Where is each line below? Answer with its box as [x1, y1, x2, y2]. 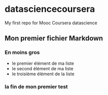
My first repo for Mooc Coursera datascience [4, 20, 98, 26]
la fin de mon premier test [4, 83, 68, 90]
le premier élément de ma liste [11, 60, 74, 66]
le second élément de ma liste [11, 65, 74, 71]
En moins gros [4, 49, 40, 56]
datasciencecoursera [4, 3, 95, 15]
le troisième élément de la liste [11, 71, 75, 77]
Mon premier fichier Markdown [4, 34, 103, 43]
